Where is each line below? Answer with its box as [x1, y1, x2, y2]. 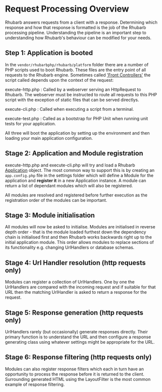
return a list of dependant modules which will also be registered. [5, 182, 133, 188]
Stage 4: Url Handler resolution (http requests [5, 258, 146, 267]
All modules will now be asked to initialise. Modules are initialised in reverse [5, 224, 156, 230]
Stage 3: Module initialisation [5, 211, 95, 219]
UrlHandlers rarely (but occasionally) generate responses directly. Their [5, 329, 148, 334]
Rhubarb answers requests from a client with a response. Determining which [5, 19, 158, 25]
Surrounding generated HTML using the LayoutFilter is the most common [5, 376, 151, 382]
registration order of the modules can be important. [5, 197, 107, 203]
